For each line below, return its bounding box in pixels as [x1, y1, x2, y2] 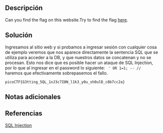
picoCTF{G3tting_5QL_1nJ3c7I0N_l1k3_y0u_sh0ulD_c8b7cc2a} [5, 79, 125, 85]
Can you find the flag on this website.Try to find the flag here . [5, 17, 128, 22]
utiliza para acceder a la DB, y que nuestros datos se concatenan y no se [5, 54, 152, 60]
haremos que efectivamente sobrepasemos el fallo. [5, 70, 108, 76]
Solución [5, 31, 33, 40]
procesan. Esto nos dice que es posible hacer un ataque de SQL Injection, [5, 60, 153, 66]
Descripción [5, 4, 43, 12]
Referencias [5, 110, 43, 118]
